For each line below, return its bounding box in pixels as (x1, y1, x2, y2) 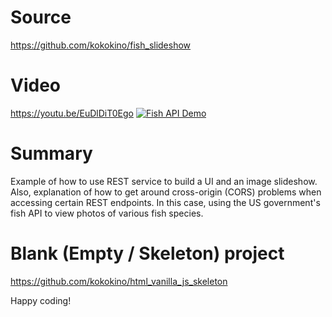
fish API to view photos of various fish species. (10, 207, 204, 219)
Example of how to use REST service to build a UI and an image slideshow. (10, 175, 318, 187)
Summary (10, 142, 93, 165)
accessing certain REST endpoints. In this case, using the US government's (10, 196, 321, 208)
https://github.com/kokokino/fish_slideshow (10, 39, 192, 51)
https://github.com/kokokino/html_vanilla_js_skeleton (10, 275, 228, 287)
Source (10, 6, 72, 29)
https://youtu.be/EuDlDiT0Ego (10, 107, 134, 119)
